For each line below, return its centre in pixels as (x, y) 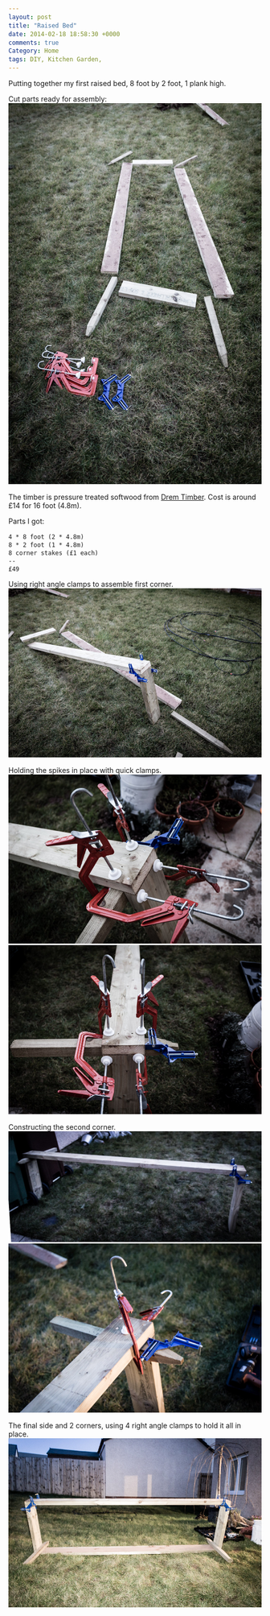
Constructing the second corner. (62, 1127)
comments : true (34, 43)
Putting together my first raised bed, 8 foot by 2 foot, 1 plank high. (117, 83)
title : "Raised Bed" (43, 25)
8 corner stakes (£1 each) (53, 553)
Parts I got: (27, 521)
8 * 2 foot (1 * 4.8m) (46, 545)
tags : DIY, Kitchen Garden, (55, 60)
